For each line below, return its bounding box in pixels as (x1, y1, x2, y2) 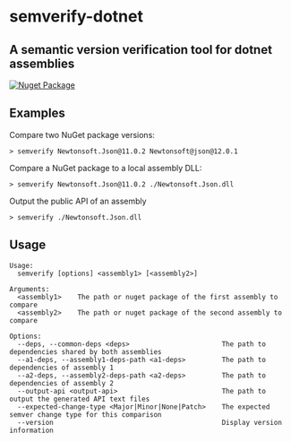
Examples (9, 106, 65, 121)
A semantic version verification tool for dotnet (9, 42, 273, 57)
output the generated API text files (9, 394, 150, 403)
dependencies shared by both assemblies (9, 347, 163, 356)
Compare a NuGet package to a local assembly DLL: (9, 162, 202, 173)
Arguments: (9, 284, 50, 293)
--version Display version (17, 418, 282, 427)
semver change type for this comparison (9, 410, 163, 419)
